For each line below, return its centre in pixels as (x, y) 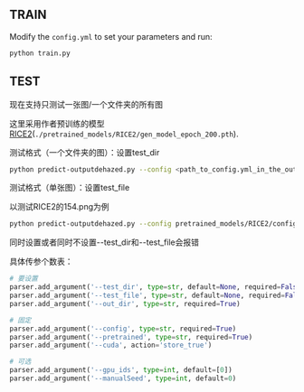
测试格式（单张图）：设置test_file (70, 188)
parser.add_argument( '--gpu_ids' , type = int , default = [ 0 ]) (121, 370)
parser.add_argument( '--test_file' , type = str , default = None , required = (147, 295)
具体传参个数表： (41, 262)
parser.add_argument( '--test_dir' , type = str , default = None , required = (145, 287)
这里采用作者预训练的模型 (57, 123)
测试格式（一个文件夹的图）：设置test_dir (85, 152)
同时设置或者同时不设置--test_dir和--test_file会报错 (104, 242)
